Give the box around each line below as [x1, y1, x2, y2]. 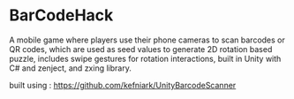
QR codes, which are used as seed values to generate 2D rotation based [9, 43, 273, 54]
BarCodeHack [9, 5, 114, 26]
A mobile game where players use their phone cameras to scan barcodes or [9, 34, 285, 45]
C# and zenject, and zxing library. [9, 63, 132, 73]
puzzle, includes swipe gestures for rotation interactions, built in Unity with [9, 53, 282, 64]
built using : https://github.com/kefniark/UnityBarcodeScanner [9, 80, 237, 90]
